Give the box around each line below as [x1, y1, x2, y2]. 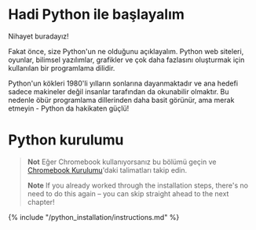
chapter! [27, 197, 55, 206]
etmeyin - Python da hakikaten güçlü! [8, 104, 130, 113]
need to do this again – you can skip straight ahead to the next [27, 188, 229, 198]
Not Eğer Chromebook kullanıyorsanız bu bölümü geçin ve [27, 157, 217, 166]
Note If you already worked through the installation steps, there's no [27, 181, 249, 190]
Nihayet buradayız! [8, 31, 69, 41]
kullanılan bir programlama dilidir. [8, 63, 115, 72]
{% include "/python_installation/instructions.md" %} [8, 212, 180, 221]
